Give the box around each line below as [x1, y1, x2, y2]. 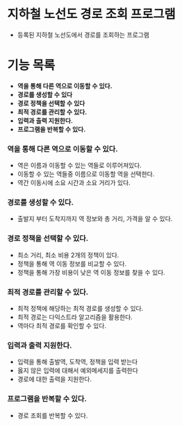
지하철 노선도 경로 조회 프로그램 [7, 6, 176, 22]
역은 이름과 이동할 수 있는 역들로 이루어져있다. [17, 161, 142, 170]
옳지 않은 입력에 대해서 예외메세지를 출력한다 [17, 366, 139, 375]
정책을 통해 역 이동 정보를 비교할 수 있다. [17, 259, 127, 268]
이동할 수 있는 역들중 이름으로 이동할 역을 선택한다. [17, 170, 155, 178]
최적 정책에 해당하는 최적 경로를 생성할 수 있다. [17, 305, 144, 313]
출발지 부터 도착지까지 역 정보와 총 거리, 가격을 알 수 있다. [17, 214, 173, 223]
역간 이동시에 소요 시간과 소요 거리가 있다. [17, 178, 131, 187]
